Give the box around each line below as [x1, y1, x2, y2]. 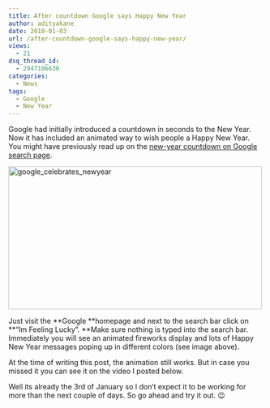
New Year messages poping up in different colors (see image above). [8, 342, 240, 352]
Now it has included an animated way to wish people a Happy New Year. [8, 133, 250, 142]
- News [15, 79, 38, 87]
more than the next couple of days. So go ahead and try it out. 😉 [8, 390, 225, 401]
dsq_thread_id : [8, 57, 60, 66]
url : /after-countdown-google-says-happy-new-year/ [8, 34, 186, 43]
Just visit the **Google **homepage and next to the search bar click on [8, 317, 250, 326]
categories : [8, 72, 49, 80]
